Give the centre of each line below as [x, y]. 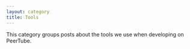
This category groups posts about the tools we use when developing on [95, 34]
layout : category [28, 12]
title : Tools [23, 17]
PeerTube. [19, 41]
